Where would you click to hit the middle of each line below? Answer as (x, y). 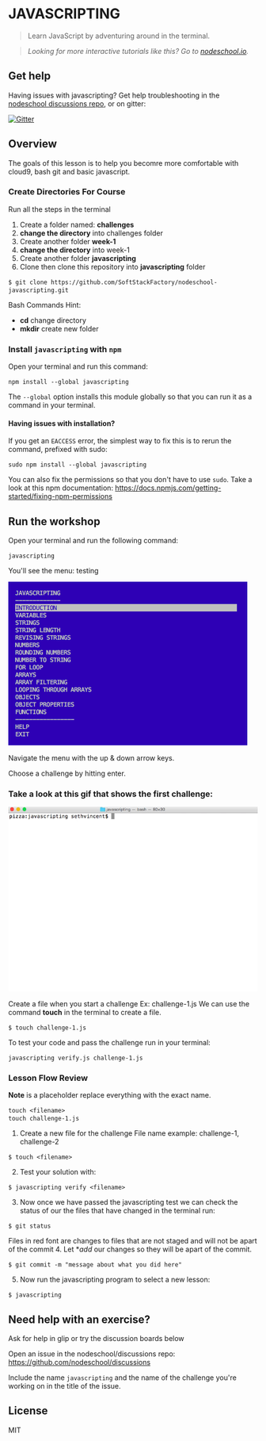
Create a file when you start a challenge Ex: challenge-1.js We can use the (129, 1003)
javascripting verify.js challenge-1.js (76, 1058)
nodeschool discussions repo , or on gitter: (77, 103)
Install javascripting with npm (65, 349)
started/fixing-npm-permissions (61, 496)
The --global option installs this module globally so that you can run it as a (130, 397)
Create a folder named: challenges (77, 224)
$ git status (30, 1226)
